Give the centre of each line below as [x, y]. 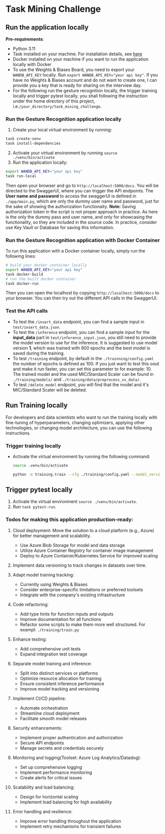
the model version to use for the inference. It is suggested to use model [85, 343]
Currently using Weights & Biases [54, 584]
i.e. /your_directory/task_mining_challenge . [57, 106]
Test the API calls [27, 311]
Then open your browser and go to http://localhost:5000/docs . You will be [82, 185]
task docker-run [22, 284]
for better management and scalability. [52, 536]
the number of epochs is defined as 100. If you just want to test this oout [86, 363]
